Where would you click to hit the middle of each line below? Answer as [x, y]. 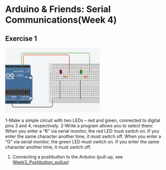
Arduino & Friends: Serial [58, 9]
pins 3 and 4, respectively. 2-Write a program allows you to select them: [79, 125]
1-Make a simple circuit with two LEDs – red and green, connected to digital [83, 120]
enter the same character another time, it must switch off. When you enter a [83, 136]
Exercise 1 [21, 38]
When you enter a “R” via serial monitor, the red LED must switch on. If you [82, 131]
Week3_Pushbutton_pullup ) [41, 162]
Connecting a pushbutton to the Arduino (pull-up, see [67, 156]
